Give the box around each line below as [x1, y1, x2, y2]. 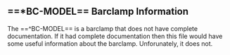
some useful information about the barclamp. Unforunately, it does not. [7, 39, 213, 48]
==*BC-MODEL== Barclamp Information [7, 6, 189, 18]
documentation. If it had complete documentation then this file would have [7, 32, 223, 40]
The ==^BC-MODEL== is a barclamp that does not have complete [7, 24, 198, 32]
